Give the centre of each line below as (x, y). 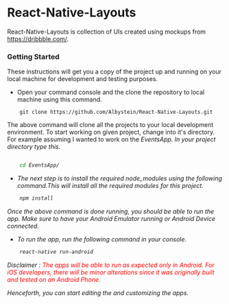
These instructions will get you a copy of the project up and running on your (114, 72)
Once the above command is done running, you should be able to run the (111, 211)
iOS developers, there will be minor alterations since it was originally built (111, 272)
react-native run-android (57, 252)
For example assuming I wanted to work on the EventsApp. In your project (111, 139)
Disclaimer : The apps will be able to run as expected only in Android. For (111, 265)
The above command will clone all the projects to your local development (110, 125)
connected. (23, 226)
